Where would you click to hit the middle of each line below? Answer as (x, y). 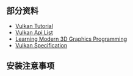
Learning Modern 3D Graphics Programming (71, 39)
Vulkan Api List (34, 32)
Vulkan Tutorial (34, 26)
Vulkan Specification (41, 45)
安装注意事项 (31, 66)
